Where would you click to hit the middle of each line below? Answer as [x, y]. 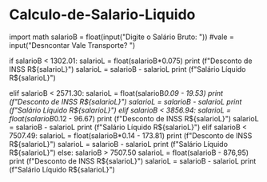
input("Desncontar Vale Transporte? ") [72, 45]
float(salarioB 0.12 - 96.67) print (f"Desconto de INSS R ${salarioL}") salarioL [134, 118]
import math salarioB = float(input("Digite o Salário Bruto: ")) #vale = [122, 37]
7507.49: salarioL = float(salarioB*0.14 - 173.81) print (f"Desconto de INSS [131, 135]
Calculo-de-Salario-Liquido [102, 15]
